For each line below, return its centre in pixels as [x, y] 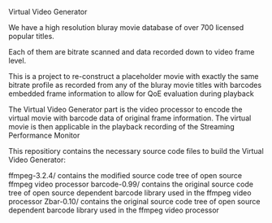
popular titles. [31, 36]
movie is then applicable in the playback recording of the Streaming [121, 127]
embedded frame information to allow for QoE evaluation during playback [131, 94]
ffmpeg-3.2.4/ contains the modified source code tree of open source [125, 175]
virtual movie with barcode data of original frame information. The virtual [130, 118]
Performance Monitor [44, 135]
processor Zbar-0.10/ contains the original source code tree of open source [134, 201]
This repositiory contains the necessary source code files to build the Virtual [136, 151]
